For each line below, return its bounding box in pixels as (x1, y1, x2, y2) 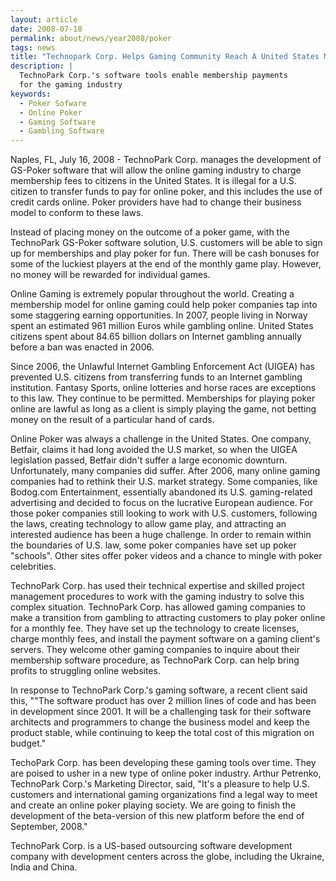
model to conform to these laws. (10, 207, 144, 219)
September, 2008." (10, 821, 88, 833)
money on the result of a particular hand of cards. (10, 414, 215, 426)
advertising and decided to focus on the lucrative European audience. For (10, 497, 313, 509)
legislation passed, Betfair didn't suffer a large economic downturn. (10, 454, 288, 466)
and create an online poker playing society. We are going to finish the (10, 799, 297, 811)
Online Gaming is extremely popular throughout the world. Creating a (10, 288, 295, 300)
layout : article (10, 14, 78, 25)
